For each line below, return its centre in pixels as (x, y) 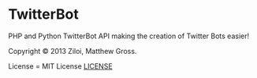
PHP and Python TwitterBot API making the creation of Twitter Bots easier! (129, 36)
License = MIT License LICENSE (60, 66)
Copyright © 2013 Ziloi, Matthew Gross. (73, 51)
